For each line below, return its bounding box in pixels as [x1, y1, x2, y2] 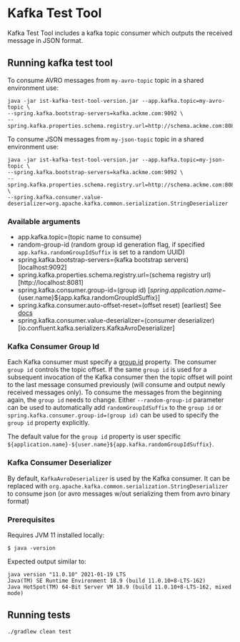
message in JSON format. [7, 36, 84, 44]
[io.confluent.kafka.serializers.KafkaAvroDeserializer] [17, 323, 175, 333]
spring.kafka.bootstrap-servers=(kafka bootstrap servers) [17, 256, 189, 264]
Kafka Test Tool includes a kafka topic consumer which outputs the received [7, 29, 233, 37]
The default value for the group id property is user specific [7, 432, 181, 441]
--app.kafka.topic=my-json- [141, 156, 225, 164]
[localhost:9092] [17, 263, 67, 272]
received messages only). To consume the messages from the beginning [7, 388, 222, 397]
